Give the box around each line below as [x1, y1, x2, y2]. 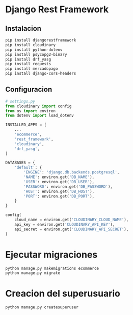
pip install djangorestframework [5, 37, 76, 43]
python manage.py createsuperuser [5, 305, 79, 310]
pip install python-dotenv [5, 47, 63, 52]
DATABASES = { [5, 160, 36, 165]
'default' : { [14, 165, 42, 170]
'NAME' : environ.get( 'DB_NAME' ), [23, 174, 95, 180]
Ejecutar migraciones [5, 249, 98, 260]
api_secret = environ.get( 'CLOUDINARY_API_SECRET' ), [14, 227, 129, 232]
